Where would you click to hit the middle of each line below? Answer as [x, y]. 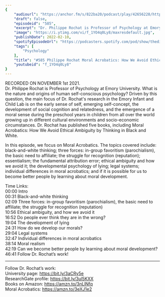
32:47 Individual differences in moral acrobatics [53, 238]
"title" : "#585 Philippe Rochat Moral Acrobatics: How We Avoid [81, 60]
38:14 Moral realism [25, 244]
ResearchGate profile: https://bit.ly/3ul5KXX [49, 279]
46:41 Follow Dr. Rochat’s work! [37, 254]
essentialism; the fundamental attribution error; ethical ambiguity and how [80, 161]
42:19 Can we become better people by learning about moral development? [82, 249]
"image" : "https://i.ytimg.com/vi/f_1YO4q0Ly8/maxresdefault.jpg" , [84, 33]
